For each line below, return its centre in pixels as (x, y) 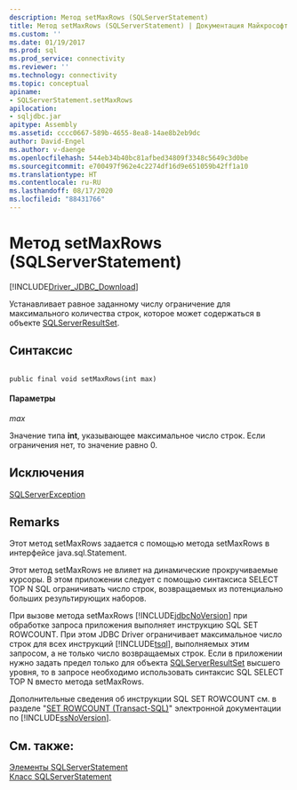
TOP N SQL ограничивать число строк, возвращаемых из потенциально (146, 589)
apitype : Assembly (43, 125)
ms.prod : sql (33, 51)
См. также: (42, 746)
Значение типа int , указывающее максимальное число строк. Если (137, 435)
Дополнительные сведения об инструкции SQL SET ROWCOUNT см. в (143, 699)
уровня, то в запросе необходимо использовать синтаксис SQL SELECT (147, 673)
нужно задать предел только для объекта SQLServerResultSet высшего (145, 663)
